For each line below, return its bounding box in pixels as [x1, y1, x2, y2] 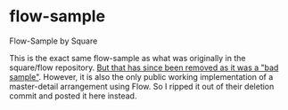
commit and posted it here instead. [9, 90, 137, 101]
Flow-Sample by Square [9, 35, 98, 46]
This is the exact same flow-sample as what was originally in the [9, 52, 246, 63]
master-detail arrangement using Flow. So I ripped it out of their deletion [9, 81, 275, 91]
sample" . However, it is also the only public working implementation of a [9, 71, 274, 82]
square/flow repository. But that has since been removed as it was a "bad [9, 62, 279, 73]
